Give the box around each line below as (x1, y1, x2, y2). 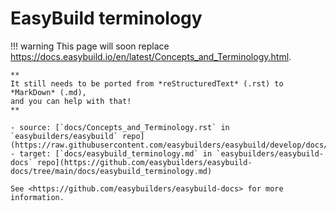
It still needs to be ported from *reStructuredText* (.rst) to (10, 78, 284, 89)
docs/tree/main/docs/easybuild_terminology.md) (10, 166, 213, 176)
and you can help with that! (10, 96, 132, 106)
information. (10, 192, 65, 202)
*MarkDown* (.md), (10, 87, 87, 97)
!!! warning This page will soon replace (10, 40, 170, 52)
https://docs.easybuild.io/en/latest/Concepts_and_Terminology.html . (10, 50, 292, 62)
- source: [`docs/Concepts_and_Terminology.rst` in (10, 122, 230, 132)
